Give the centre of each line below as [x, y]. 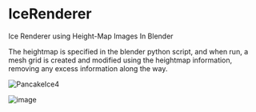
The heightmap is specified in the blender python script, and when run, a [128, 51]
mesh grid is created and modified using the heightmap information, [120, 60]
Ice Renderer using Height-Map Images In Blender [91, 36]
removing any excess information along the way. [88, 68]
